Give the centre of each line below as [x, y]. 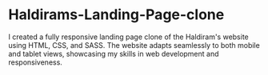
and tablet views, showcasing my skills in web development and [114, 53]
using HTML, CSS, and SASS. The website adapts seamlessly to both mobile [134, 45]
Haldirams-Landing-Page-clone [116, 15]
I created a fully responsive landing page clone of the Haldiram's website [129, 37]
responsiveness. [35, 62]
